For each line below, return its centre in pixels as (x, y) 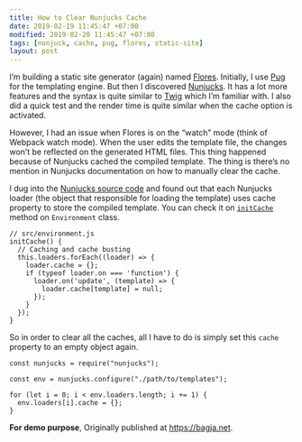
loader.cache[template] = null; (103, 290)
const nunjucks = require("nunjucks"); (84, 364)
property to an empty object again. (74, 347)
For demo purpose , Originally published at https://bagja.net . (121, 428)
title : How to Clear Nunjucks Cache (78, 18)
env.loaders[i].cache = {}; (70, 403)
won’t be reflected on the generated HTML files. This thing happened (138, 152)
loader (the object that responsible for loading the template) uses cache (143, 198)
